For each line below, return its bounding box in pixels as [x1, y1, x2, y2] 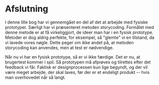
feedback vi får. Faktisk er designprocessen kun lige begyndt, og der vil [5, 64, 148, 70]
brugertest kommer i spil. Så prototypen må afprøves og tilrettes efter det [5, 59, 151, 65]
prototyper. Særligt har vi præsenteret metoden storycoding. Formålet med [5, 24, 154, 30]
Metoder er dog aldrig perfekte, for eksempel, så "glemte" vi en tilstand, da [5, 35, 155, 40]
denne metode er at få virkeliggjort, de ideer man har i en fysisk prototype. [5, 29, 154, 35]
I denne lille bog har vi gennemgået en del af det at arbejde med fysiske [5, 19, 148, 25]
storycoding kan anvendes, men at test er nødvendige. [5, 45, 114, 50]
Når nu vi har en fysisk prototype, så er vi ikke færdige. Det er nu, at [5, 54, 141, 60]
